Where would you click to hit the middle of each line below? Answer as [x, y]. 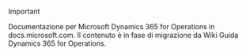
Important [24, 11]
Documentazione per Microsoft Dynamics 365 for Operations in [112, 26]
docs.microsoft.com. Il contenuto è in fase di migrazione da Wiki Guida [123, 35]
